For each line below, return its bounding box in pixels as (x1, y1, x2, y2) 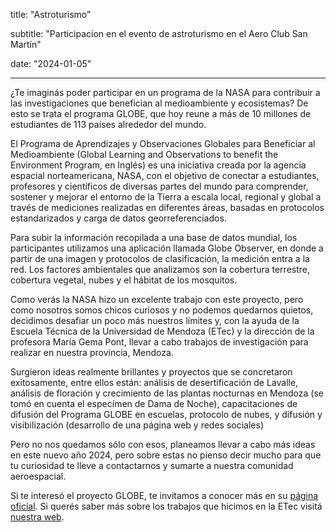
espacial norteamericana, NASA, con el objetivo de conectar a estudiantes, (10, 170, 320, 181)
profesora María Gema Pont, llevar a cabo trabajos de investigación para (10, 336, 309, 348)
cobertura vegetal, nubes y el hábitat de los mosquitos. (10, 274, 238, 286)
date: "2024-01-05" (10, 58, 92, 69)
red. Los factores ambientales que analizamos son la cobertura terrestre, (10, 264, 311, 275)
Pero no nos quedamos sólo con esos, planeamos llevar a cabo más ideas (10, 439, 316, 450)
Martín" (10, 39, 42, 50)
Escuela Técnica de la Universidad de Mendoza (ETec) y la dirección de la (10, 325, 315, 337)
